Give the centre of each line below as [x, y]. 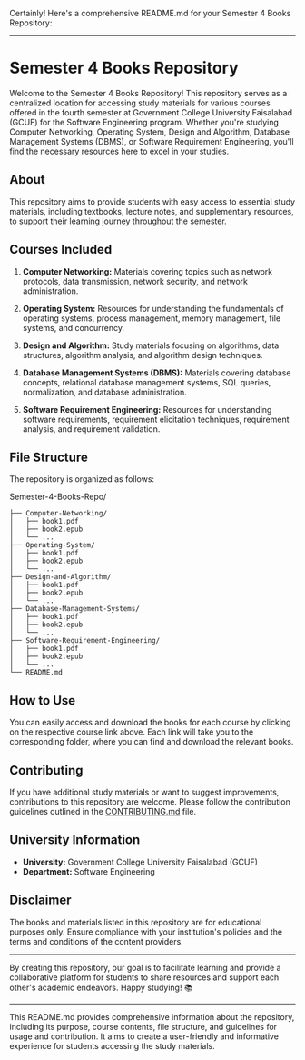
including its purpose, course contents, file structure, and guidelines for [143, 1026]
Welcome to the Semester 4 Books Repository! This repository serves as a [148, 93]
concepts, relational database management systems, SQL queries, [147, 382]
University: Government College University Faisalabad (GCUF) [140, 862]
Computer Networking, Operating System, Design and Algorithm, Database [150, 132]
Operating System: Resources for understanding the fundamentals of [153, 308]
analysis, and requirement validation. [91, 429]
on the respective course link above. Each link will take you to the [132, 732]
